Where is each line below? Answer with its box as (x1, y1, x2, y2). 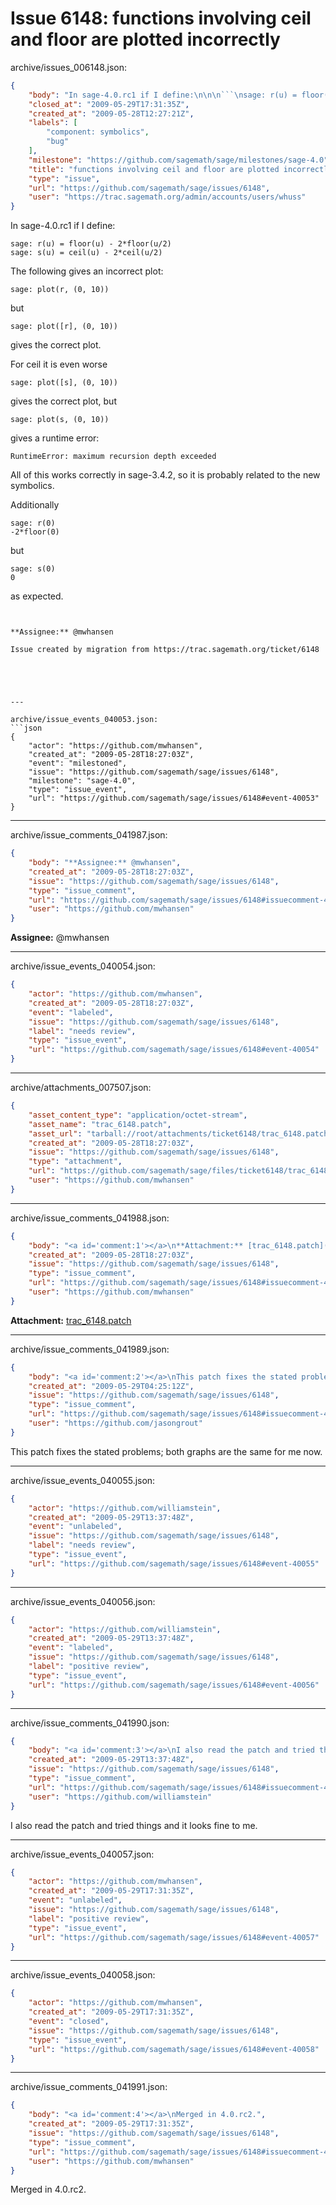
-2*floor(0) (10, 527, 60, 537)
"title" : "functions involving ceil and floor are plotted (28, 164, 280, 174)
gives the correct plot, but (10, 395, 117, 407)
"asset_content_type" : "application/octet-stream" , (28, 1110, 248, 1120)
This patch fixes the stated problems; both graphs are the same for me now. (10, 1445, 323, 1457)
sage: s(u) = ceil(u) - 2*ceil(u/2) (10, 248, 163, 258)
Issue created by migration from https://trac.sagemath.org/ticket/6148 (10, 645, 320, 655)
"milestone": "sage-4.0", (28, 776, 137, 786)
